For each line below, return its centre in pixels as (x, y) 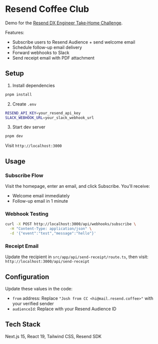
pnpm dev (14, 136)
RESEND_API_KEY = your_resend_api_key (43, 113)
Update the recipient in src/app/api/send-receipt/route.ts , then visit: (77, 257)
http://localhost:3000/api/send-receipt (48, 262)
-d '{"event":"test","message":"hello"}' (53, 233)
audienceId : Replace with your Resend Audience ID (64, 309)
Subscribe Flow (24, 175)
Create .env (24, 104)
